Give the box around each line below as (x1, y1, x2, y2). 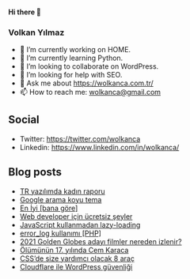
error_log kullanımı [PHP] (19, 228, 101, 238)
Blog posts (8, 165, 62, 179)
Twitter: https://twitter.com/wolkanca (19, 134, 141, 143)
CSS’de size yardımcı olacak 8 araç (19, 254, 135, 263)
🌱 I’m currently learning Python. (19, 53, 123, 62)
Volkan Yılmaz (8, 27, 65, 38)
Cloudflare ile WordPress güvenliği (19, 262, 133, 271)
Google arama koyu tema (19, 194, 102, 204)
